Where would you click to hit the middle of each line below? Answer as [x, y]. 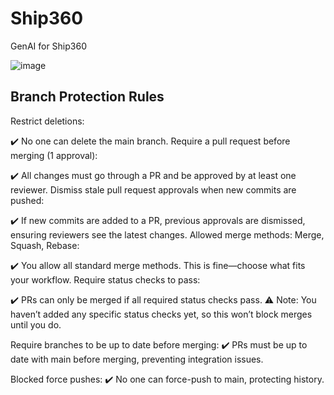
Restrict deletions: [47, 121]
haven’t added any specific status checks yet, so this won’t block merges [161, 314]
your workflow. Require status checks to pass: [105, 279]
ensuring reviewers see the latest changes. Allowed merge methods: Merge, [167, 234]
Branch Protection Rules [87, 97]
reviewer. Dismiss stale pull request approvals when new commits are [153, 189]
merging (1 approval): [54, 155]
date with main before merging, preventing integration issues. [137, 359]
